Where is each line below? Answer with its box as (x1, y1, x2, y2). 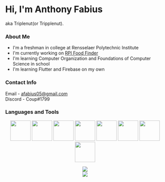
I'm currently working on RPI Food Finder (12, 50, 99, 56)
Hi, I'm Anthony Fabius (5, 4, 103, 15)
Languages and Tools (5, 108, 59, 115)
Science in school (12, 61, 50, 67)
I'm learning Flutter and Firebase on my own (12, 66, 105, 72)
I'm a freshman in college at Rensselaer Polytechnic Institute (12, 45, 139, 51)
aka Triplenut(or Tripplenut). (5, 20, 64, 26)
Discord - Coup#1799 (5, 96, 50, 102)
